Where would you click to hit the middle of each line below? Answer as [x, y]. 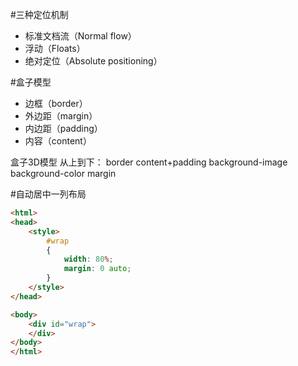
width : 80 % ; [88, 259]
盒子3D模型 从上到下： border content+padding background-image [149, 162]
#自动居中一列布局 [48, 194]
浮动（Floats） [55, 48]
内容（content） [58, 141]
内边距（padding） [63, 128]
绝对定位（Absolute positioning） [93, 61]
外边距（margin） [61, 116]
